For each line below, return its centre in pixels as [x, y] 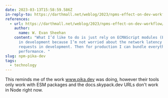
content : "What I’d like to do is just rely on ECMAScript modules [86, 38]
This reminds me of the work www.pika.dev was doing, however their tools [82, 80]
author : [22, 28]
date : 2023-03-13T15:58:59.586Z [39, 10]
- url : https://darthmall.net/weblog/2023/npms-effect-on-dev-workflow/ [87, 24]
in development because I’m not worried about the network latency [90, 42]
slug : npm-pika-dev [25, 56]
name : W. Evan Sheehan [42, 33]
